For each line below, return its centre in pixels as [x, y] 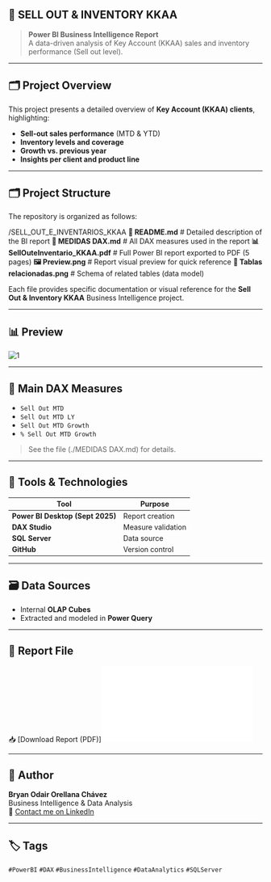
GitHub [24, 550]
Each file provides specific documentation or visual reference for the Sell [130, 289]
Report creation [149, 516]
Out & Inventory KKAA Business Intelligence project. [96, 298]
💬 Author [31, 775]
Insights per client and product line [79, 159]
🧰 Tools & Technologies [68, 482]
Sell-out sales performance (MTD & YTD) [90, 133]
